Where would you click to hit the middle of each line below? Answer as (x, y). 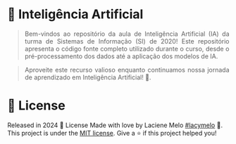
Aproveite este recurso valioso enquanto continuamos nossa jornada (127, 70)
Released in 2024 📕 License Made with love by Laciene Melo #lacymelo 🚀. (115, 125)
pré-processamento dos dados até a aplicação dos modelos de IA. (121, 56)
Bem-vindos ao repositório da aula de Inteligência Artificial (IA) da (127, 34)
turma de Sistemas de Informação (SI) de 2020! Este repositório (127, 41)
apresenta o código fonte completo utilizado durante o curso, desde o (127, 48)
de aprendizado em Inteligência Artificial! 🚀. (88, 77)
